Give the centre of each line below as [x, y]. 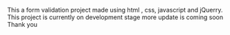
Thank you [23, 24]
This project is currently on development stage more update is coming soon [115, 17]
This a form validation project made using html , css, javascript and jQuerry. [115, 10]
